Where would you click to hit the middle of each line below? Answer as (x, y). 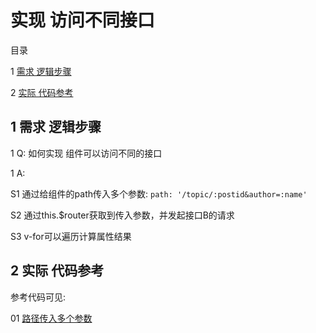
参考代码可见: (38, 297)
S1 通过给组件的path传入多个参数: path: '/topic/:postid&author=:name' (159, 193)
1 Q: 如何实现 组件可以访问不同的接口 (86, 153)
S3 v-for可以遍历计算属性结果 (71, 236)
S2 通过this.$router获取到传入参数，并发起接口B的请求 (122, 215)
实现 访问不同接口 (82, 20)
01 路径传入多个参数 (51, 318)
